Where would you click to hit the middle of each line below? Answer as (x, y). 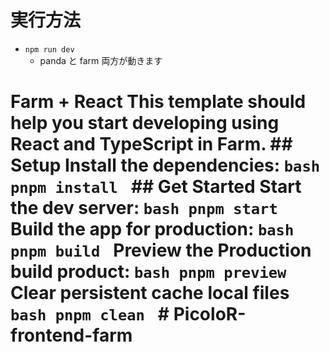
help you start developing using (145, 123)
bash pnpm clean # (90, 314)
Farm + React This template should (158, 102)
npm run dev (49, 49)
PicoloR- (210, 314)
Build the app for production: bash (152, 229)
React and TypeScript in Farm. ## (151, 144)
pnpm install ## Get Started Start (156, 187)
